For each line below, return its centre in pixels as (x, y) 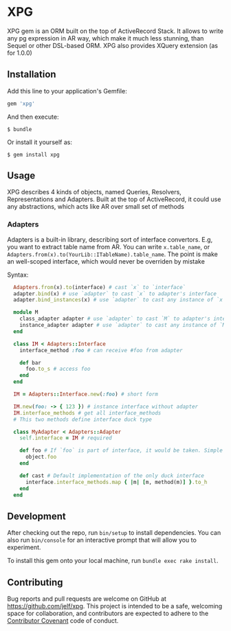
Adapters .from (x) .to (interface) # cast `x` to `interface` (100, 287)
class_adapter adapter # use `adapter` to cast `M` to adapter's (115, 319)
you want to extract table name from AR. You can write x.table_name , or (109, 246)
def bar (30, 363)
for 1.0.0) (20, 53)
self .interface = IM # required (66, 438)
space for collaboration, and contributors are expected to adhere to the (108, 613)
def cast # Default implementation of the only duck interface (112, 475)
